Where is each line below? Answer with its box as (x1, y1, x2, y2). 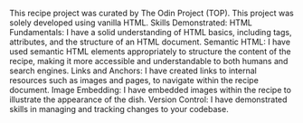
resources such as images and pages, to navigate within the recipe (9, 75, 260, 85)
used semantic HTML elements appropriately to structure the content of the (9, 46, 291, 57)
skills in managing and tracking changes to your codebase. (9, 104, 229, 114)
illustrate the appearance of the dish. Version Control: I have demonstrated (9, 94, 288, 105)
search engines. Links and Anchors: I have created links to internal (9, 65, 258, 76)
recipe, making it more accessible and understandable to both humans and (9, 56, 289, 66)
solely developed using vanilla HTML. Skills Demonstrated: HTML (9, 17, 253, 28)
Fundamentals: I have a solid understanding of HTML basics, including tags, (9, 27, 292, 37)
